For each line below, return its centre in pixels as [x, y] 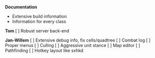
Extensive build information [39, 16]
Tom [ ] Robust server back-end [37, 31]
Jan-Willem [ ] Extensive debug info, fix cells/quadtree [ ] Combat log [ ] [78, 40]
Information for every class [39, 22]
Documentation [21, 7]
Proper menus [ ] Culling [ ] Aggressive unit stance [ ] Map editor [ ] [73, 45]
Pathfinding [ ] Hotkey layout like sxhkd [44, 51]
